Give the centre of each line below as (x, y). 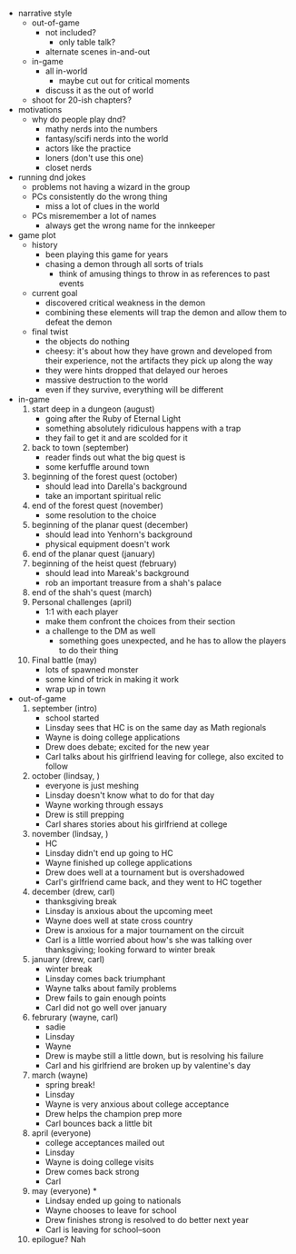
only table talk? (87, 42)
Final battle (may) (64, 660)
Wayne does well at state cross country (119, 921)
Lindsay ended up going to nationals (113, 1200)
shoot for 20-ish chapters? (81, 100)
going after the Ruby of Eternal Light (113, 418)
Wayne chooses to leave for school (111, 1210)
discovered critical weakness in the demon (125, 303)
